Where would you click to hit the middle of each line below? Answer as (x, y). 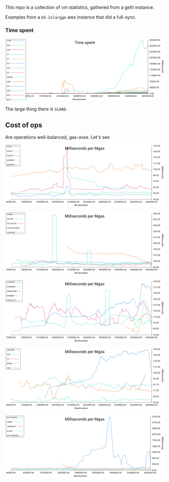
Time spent (19, 30)
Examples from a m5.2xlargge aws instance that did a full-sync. (71, 17)
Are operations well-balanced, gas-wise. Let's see (58, 137)
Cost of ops (24, 125)
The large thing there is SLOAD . (36, 109)
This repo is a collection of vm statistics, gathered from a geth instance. (80, 7)
